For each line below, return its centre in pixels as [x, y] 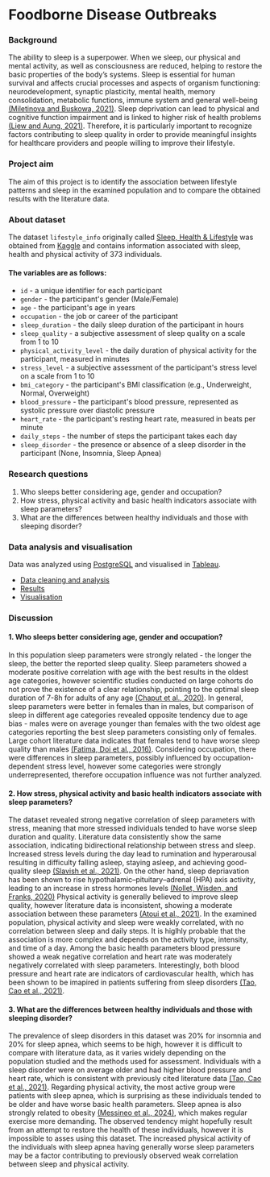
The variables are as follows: [58, 272]
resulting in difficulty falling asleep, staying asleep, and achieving [117, 863]
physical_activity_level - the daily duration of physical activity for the [138, 350]
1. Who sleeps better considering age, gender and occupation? [116, 637]
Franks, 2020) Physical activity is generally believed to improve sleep [123, 897]
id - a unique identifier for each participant [91, 291]
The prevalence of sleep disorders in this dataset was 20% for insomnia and [135, 1036]
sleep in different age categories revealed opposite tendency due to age [128, 715]
